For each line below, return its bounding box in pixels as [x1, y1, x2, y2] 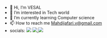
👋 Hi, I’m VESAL [9, 5, 41, 10]
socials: [9, 28, 25, 33]
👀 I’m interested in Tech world [9, 10, 70, 15]
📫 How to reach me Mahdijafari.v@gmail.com [9, 20, 102, 26]
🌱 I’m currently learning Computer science [9, 15, 95, 20]
